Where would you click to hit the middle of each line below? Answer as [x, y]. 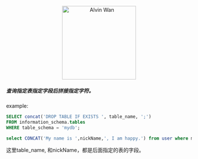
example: [17, 105]
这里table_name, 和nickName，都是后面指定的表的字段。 [75, 150]
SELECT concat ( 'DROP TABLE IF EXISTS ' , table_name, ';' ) [79, 117]
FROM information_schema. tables [46, 122]
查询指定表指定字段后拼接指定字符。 [50, 91]
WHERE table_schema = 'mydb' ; [43, 127]
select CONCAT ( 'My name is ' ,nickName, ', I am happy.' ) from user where [97, 138]
